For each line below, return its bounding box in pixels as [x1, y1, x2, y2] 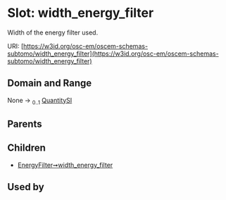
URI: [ [7, 42, 24, 50]
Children [7, 142, 46, 154]
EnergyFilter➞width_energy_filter [17, 161, 113, 169]
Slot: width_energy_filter [7, 5, 154, 21]
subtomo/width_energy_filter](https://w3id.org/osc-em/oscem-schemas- [7, 49, 220, 58]
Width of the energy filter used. [7, 28, 99, 37]
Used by [7, 181, 44, 193]
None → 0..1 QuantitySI [7, 96, 73, 106]
